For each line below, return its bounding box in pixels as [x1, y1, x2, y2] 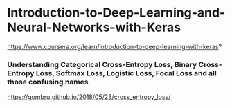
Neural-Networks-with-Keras [7, 19, 181, 35]
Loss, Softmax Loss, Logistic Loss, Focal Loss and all [35, 68, 217, 78]
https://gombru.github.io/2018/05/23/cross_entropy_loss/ [7, 93, 171, 101]
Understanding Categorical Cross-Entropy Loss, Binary [7, 60, 197, 69]
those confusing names [7, 77, 89, 87]
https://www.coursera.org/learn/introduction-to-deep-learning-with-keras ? [7, 42, 222, 51]
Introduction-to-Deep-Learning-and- [7, 5, 226, 21]
